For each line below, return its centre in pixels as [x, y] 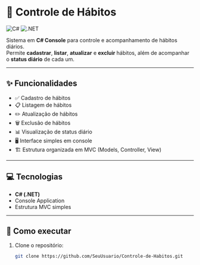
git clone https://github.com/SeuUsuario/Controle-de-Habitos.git [99, 256]
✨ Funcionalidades [42, 84]
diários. [15, 46]
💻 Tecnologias [35, 177]
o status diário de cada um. [40, 59]
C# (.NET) [27, 194]
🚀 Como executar [39, 231]
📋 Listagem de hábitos [43, 105]
